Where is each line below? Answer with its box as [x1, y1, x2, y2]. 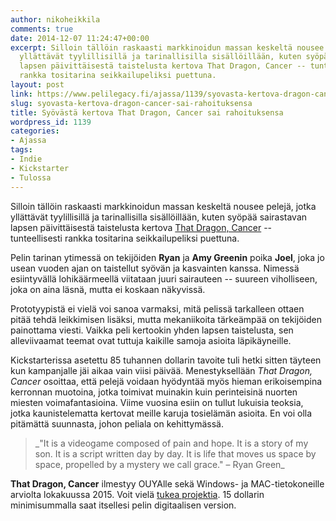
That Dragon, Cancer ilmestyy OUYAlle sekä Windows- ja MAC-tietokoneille [10, 477, 325, 490]
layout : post [10, 80, 65, 90]
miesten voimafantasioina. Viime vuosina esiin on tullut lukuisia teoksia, [10, 396, 304, 408]
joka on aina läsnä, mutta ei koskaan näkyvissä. [10, 283, 206, 295]
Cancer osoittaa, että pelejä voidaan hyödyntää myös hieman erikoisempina [10, 375, 323, 387]
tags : [10, 145, 33, 155]
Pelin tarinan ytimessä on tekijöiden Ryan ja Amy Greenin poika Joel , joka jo [10, 251, 325, 263]
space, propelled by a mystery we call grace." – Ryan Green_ [34, 458, 285, 470]
